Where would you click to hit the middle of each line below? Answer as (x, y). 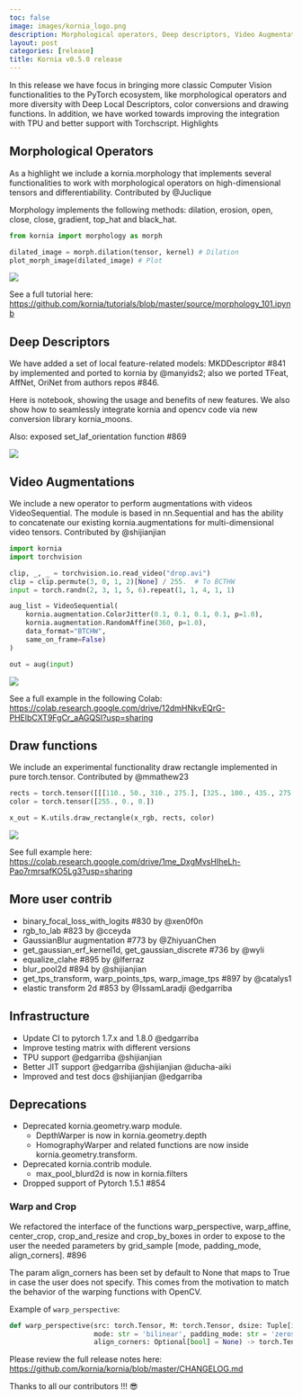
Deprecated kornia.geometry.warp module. (102, 1126)
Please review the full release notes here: (86, 1359)
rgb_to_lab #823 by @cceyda (77, 930)
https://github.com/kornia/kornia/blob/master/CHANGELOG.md (126, 1369)
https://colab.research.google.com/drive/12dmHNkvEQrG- (118, 708)
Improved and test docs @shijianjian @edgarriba (112, 1076)
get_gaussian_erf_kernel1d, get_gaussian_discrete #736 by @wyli (143, 949)
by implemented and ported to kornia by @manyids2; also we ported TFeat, (149, 373)
